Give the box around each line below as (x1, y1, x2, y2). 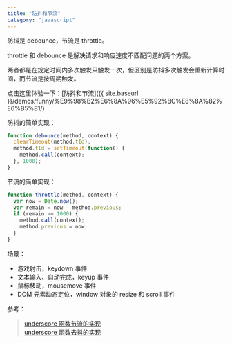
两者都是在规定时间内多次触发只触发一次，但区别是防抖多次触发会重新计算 (7, 66, 219, 74)
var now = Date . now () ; (13, 197, 79, 204)
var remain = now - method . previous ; (13, 204, 122, 211)
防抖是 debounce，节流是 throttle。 (7, 36, 108, 45)
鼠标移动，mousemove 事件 (17, 281, 97, 290)
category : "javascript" (7, 17, 76, 23)
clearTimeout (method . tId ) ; (13, 139, 91, 146)
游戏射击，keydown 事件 (17, 264, 88, 273)
